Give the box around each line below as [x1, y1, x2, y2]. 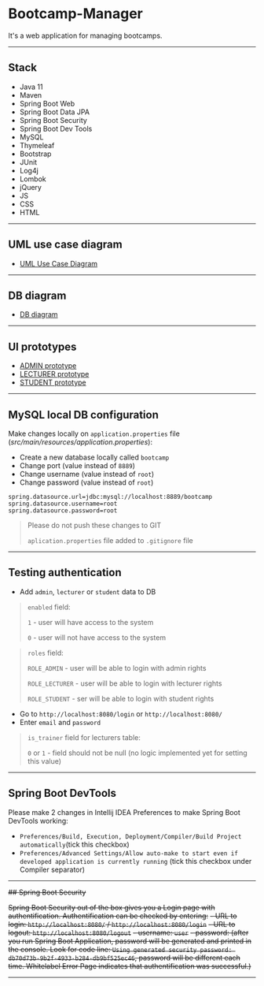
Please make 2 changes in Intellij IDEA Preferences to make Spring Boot [8, 807, 241, 817]
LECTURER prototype [19, 370, 90, 379]
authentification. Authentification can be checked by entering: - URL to [8, 911, 237, 921]
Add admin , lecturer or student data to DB [19, 586, 156, 596]
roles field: [27, 648, 64, 657]
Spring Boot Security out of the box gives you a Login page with [8, 902, 215, 912]
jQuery [19, 182, 42, 192]
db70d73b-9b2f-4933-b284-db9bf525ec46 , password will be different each [8, 953, 241, 962]
